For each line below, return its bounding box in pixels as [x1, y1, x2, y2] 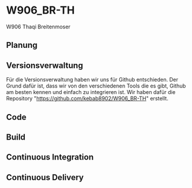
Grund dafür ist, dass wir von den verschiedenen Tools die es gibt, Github [6, 82, 186, 89]
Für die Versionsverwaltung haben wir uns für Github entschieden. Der [6, 76, 179, 83]
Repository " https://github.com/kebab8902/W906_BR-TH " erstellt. [6, 95, 169, 102]
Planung [6, 40, 37, 50]
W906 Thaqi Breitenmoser [6, 23, 71, 30]
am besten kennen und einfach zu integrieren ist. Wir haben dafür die [6, 89, 176, 96]
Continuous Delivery [6, 172, 84, 182]
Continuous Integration [6, 152, 94, 163]
